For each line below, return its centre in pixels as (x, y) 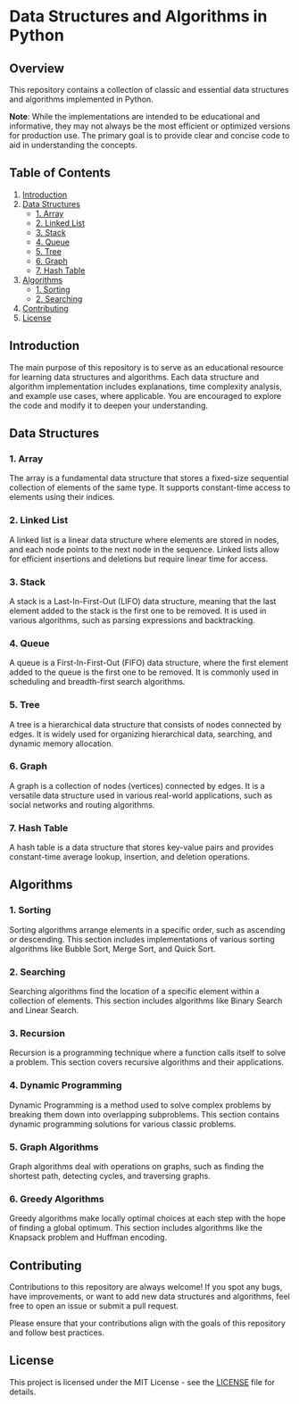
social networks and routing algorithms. (82, 804)
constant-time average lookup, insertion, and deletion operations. (129, 857)
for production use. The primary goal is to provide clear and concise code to (149, 135)
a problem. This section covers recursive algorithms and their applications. (146, 1062)
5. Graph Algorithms (54, 1147)
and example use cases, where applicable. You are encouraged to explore (145, 395)
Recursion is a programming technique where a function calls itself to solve (148, 1053)
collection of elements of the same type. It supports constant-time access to (150, 487)
